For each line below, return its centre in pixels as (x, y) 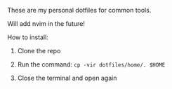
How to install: (28, 37)
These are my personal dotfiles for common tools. (79, 10)
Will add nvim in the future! (46, 23)
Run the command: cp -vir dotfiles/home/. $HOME (91, 64)
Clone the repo (39, 51)
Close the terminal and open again (67, 78)
